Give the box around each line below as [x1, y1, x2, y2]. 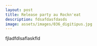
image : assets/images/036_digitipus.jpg [5, 21, 93, 27]
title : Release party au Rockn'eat [5, 12, 81, 17]
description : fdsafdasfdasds [5, 17, 67, 22]
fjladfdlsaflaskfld [5, 35, 41, 41]
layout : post [5, 7, 33, 13]
